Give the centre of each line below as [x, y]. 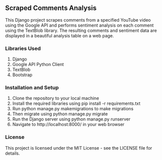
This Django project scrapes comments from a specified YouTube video [78, 20]
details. [13, 153]
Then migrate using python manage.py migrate [60, 114]
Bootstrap [22, 75]
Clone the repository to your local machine [56, 98]
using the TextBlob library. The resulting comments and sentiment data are [81, 30]
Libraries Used [23, 48]
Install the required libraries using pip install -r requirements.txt [76, 103]
